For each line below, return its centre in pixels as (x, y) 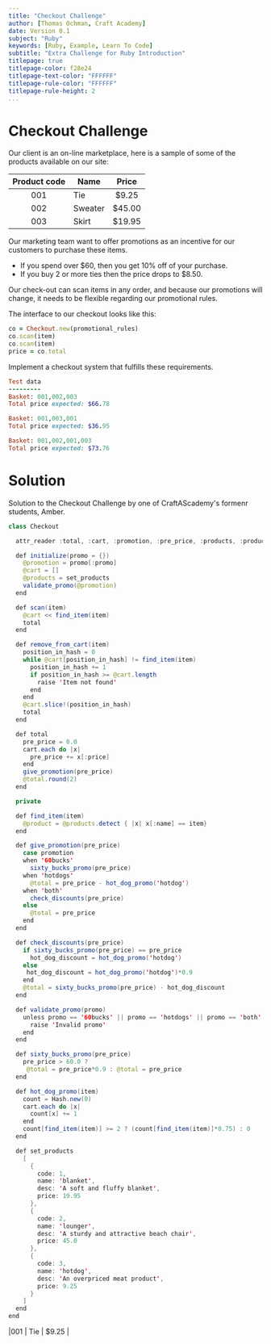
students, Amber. (37, 511)
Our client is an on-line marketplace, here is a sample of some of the (122, 153)
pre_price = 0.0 (50, 742)
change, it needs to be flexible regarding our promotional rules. (113, 299)
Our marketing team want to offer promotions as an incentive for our (122, 241)
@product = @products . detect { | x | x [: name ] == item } (115, 823)
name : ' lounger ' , (66, 1226)
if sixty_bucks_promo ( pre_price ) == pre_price (102, 950)
